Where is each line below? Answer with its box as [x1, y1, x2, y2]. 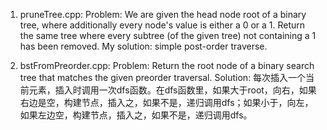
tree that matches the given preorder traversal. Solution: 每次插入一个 [19, 72, 307, 83]
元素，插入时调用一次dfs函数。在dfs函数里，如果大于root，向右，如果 [28, 84, 317, 96]
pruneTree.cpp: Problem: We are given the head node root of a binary [19, 9, 307, 20]
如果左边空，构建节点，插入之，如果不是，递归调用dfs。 [19, 109, 253, 121]
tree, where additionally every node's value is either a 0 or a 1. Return [19, 19, 306, 31]
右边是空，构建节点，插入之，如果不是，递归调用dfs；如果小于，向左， [19, 97, 314, 108]
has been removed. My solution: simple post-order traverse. [19, 40, 268, 52]
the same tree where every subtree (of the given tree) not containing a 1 [19, 30, 317, 41]
